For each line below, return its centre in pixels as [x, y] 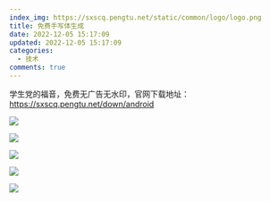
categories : [31, 51]
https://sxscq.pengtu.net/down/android [82, 104]
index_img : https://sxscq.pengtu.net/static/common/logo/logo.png [135, 17]
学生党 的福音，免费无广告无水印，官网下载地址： [99, 94]
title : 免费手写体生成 [47, 26]
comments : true [38, 68]
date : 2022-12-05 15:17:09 [59, 34]
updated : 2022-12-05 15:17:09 [66, 42]
